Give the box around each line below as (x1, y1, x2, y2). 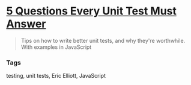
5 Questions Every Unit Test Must (6, 4, 177, 18)
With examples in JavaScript (20, 43, 92, 51)
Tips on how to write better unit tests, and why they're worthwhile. (20, 37, 186, 44)
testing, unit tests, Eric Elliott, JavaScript (6, 72, 106, 80)
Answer (6, 17, 46, 31)
